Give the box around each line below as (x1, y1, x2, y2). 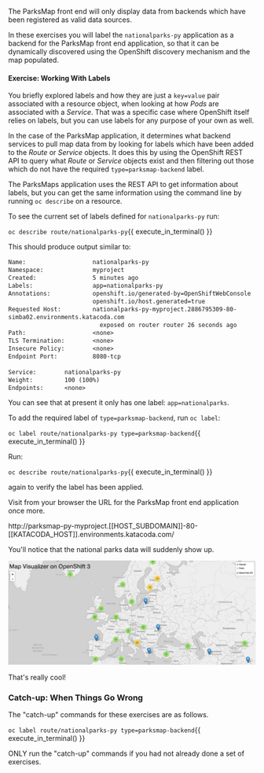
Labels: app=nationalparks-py (8, 282, 163, 290)
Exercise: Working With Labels (8, 73, 111, 83)
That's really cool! (8, 672, 67, 682)
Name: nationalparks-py (8, 259, 149, 267)
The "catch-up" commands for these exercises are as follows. (8, 710, 209, 720)
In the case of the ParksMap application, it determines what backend (8, 131, 231, 141)
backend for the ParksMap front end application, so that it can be (8, 39, 220, 48)
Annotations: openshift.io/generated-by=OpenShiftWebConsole (8, 290, 251, 298)
